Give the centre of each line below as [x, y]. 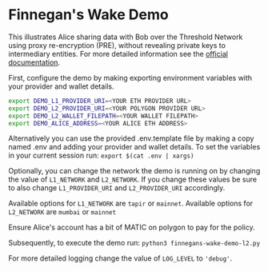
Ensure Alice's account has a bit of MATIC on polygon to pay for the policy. [132, 227]
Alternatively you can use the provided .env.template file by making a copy [131, 138]
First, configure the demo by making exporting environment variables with [130, 78]
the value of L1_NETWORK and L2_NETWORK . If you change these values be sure [133, 179]
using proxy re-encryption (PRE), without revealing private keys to [117, 45]
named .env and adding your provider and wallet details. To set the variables [134, 147]
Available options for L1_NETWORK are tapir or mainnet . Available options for [131, 203]
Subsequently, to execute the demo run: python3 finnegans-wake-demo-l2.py [134, 243]
